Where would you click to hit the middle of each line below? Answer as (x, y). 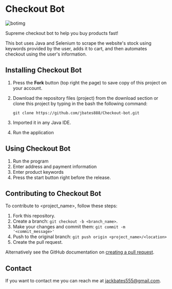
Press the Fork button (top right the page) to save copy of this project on (90, 82)
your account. (27, 88)
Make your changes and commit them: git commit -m (69, 227)
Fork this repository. (34, 216)
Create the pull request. (38, 242)
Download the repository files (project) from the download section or (85, 98)
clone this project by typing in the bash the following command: (80, 103)
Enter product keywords (38, 172)
